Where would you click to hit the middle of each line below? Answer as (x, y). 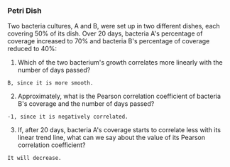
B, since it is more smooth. (50, 83)
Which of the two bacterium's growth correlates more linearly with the (120, 63)
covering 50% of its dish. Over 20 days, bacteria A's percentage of (105, 33)
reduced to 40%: (32, 49)
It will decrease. (34, 158)
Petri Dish (24, 11)
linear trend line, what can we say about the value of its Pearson (111, 138)
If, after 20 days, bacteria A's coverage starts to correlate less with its (119, 130)
